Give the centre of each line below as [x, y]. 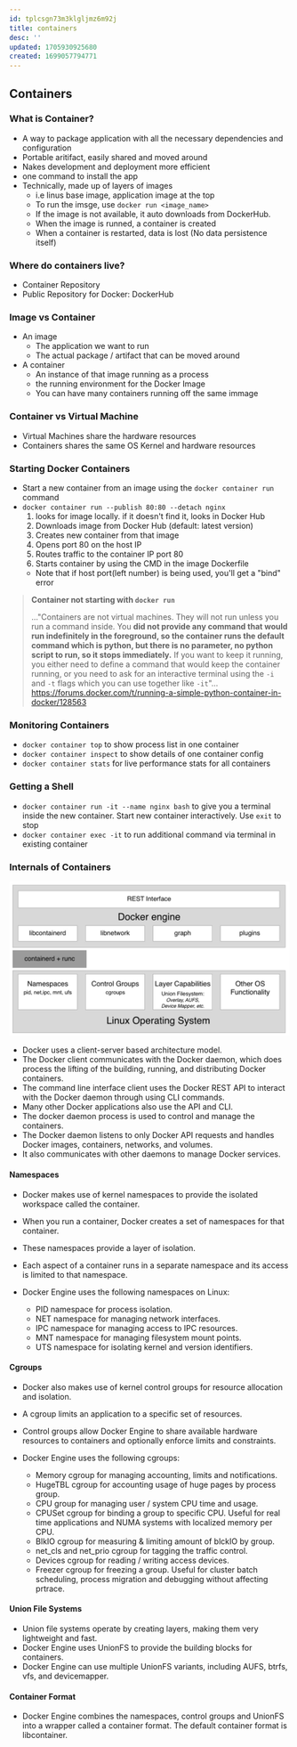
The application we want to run [92, 346]
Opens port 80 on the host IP [88, 544]
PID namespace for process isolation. [104, 1309]
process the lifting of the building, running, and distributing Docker [144, 1069]
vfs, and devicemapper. [65, 1676]
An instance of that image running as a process [122, 375]
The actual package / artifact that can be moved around [137, 355]
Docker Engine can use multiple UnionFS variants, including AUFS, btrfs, [155, 1667]
